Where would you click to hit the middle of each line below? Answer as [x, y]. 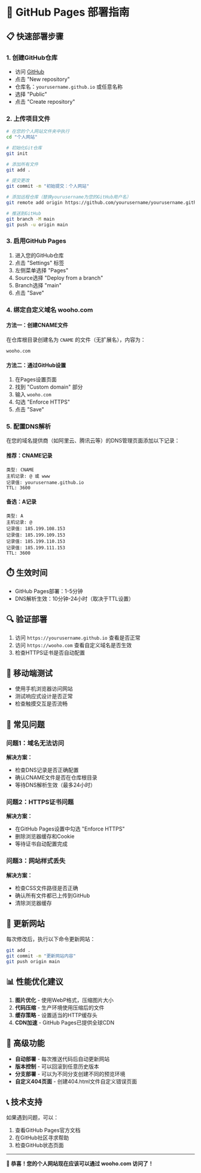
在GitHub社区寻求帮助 [42, 1138]
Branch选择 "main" [38, 285]
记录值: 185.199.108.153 [36, 528]
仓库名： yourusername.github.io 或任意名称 [69, 86]
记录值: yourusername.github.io [45, 482]
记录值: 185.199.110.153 [36, 541]
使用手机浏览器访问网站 [44, 689]
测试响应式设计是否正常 [44, 696]
